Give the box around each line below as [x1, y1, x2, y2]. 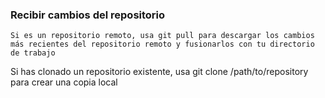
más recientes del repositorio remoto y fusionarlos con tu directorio [10, 39, 315, 50]
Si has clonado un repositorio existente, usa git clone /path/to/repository [10, 66, 309, 78]
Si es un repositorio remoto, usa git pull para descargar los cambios [10, 31, 315, 41]
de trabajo [10, 48, 56, 58]
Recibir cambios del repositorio [10, 8, 166, 22]
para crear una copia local [10, 76, 118, 88]
